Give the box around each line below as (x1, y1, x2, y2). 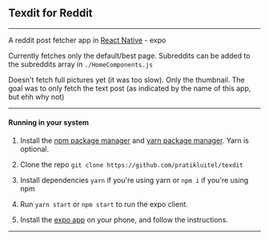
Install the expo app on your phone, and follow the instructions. (19, 215, 228, 225)
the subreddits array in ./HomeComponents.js (8, 59, 154, 69)
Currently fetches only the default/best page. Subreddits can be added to (8, 51, 251, 60)
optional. (19, 144, 50, 154)
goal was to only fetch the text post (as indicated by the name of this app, (8, 83, 251, 93)
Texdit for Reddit (8, 6, 94, 20)
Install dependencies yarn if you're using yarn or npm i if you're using (19, 176, 249, 185)
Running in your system (8, 118, 90, 128)
